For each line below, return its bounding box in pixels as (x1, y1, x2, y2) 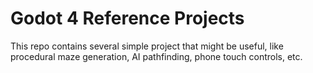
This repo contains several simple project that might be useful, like (10, 40, 284, 52)
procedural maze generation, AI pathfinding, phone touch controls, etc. (10, 50, 303, 62)
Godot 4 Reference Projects (10, 7, 245, 30)
